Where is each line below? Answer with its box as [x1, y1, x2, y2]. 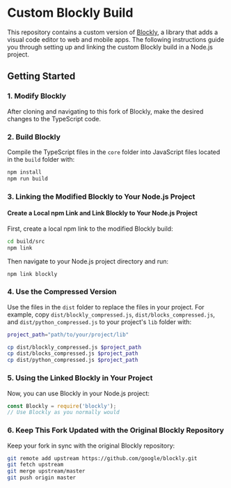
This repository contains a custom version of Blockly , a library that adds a [7, 28, 218, 36]
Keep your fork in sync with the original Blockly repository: [7, 441, 175, 450]
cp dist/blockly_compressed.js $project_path [7, 344, 141, 351]
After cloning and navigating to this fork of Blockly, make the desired [7, 107, 204, 116]
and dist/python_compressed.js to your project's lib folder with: [7, 317, 192, 326]
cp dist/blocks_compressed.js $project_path [7, 350, 138, 357]
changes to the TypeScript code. [7, 114, 102, 123]
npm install [7, 169, 42, 176]
